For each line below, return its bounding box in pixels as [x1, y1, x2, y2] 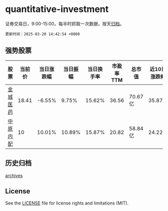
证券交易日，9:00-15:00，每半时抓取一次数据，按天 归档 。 [5, 20, 124, 26]
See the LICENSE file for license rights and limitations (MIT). [5, 200, 129, 206]
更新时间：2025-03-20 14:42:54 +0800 [5, 31, 80, 36]
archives [5, 172, 23, 178]
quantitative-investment [5, 3, 109, 15]
